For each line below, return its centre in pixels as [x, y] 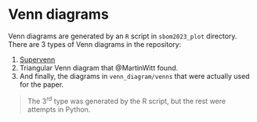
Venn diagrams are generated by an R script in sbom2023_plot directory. [123, 36]
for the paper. [42, 84]
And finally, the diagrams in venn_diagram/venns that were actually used [134, 76]
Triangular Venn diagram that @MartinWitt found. [99, 67]
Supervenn [37, 59]
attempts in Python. [59, 109]
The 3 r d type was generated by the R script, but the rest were [126, 100]
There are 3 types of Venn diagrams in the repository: [95, 44]
